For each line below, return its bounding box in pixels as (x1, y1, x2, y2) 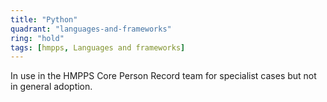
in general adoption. (10, 81, 93, 93)
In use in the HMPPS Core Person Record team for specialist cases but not (10, 70, 317, 82)
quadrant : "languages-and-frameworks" (10, 24, 172, 34)
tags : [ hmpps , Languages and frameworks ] (10, 42, 186, 53)
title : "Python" (10, 14, 78, 25)
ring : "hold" (10, 33, 65, 43)
